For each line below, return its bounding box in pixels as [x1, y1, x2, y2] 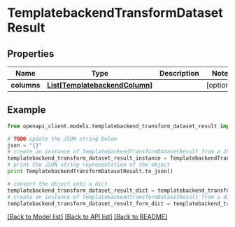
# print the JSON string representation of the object [7, 161, 171, 169]
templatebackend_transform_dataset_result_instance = [7, 155, 168, 162]
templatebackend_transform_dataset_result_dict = [7, 187, 155, 194]
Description [159, 69, 199, 78]
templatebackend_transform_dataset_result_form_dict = [7, 200, 171, 207]
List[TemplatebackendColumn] [47, 81, 153, 90]
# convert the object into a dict [7, 180, 108, 187]
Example [7, 104, 46, 116]
